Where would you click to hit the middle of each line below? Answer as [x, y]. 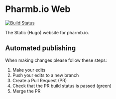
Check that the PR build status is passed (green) [62, 86]
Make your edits [29, 70]
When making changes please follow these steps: [56, 60]
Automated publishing [41, 48]
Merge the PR [26, 91]
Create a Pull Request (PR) [40, 80]
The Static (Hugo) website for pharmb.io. [47, 32]
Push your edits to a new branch [46, 75]
